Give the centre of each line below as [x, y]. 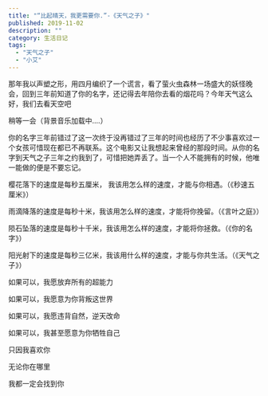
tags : [17, 45]
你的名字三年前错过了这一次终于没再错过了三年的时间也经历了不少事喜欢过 [130, 137]
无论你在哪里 [29, 367]
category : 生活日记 [38, 38]
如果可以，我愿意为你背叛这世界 [61, 299]
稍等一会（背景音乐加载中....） [58, 120]
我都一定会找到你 [36, 383]
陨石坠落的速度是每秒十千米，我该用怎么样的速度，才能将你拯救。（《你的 [127, 228]
